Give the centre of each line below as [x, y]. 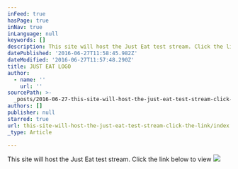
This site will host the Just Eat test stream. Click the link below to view [109, 159]
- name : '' [30, 80]
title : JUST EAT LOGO [39, 66]
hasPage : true [28, 21]
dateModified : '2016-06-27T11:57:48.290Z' [71, 60]
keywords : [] [27, 40]
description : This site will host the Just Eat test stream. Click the [115, 47]
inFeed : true [27, 14]
